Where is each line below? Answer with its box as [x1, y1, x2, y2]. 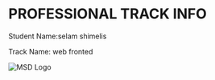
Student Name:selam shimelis [8, 31, 107, 41]
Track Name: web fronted [8, 46, 93, 56]
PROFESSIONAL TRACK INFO [8, 5, 207, 23]
